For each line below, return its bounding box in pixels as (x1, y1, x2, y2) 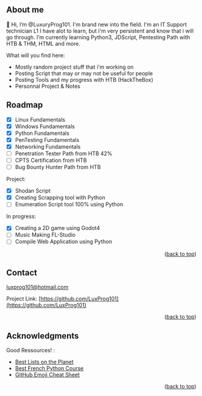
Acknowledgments (6, 330, 80, 341)
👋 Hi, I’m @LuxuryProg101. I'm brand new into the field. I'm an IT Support (6, 20, 187, 28)
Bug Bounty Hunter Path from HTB (14, 164, 101, 171)
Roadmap (6, 100, 43, 110)
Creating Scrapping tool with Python (14, 194, 106, 201)
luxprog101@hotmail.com (6, 283, 69, 291)
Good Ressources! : (6, 347, 55, 354)
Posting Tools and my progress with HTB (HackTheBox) (14, 76, 154, 83)
